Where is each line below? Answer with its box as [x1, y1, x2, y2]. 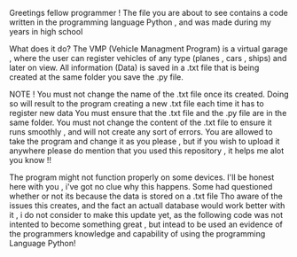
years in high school [9, 27, 83, 36]
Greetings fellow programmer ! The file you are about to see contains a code [9, 8, 288, 18]
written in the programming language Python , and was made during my [9, 17, 272, 27]
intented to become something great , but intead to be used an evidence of [9, 219, 284, 230]
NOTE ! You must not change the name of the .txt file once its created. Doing [9, 89, 290, 99]
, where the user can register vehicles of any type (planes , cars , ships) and [9, 53, 287, 63]
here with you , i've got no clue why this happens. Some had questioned [9, 182, 273, 191]
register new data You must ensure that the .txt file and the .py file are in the [9, 108, 287, 118]
